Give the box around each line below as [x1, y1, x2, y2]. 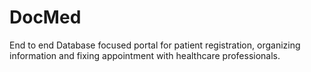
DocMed [9, 6, 82, 29]
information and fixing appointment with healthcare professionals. [9, 49, 281, 61]
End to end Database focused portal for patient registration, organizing [9, 39, 301, 51]
